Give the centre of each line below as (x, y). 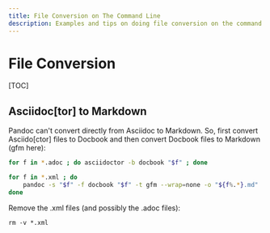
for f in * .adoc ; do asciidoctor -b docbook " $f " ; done (108, 163)
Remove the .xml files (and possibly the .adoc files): (94, 208)
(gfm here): (27, 148)
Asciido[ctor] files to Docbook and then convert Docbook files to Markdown (135, 139)
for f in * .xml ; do (43, 178)
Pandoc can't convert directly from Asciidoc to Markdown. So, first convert (133, 131)
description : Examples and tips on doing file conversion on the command (135, 23)
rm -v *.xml (28, 222)
